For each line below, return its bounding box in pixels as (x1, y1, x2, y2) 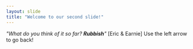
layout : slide (6, 8, 41, 15)
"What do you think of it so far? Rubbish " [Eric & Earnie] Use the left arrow (6, 30, 187, 37)
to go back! (6, 36, 34, 43)
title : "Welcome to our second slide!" (6, 14, 104, 20)
